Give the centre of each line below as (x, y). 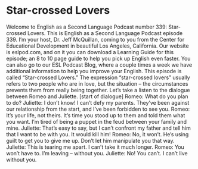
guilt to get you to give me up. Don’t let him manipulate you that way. (90, 140)
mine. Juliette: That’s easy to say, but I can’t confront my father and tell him (98, 128)
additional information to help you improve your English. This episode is (94, 71)
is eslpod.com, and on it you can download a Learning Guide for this (90, 52)
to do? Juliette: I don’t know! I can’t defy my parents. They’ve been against (98, 102)
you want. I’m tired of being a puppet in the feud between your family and (96, 121)
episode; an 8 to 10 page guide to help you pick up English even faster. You (98, 58)
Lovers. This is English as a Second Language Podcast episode (105, 33)
